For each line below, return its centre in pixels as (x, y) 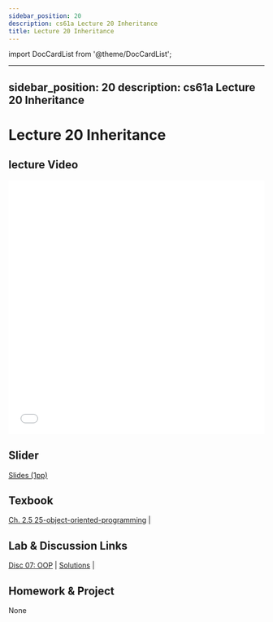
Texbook (31, 500)
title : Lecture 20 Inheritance (61, 31)
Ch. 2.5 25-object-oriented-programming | (80, 520)
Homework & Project (62, 591)
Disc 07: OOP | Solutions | (52, 565)
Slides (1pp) (28, 475)
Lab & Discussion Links (68, 546)
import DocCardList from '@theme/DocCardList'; (90, 54)
